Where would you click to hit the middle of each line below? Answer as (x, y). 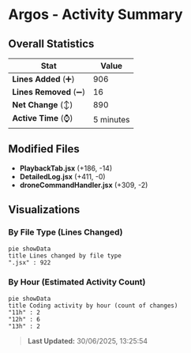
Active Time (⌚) (43, 118)
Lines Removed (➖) (49, 92)
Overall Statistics (51, 44)
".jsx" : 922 (30, 262)
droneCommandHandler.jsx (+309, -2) (84, 185)
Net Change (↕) (43, 105)
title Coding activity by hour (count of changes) (93, 306)
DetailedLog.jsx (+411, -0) (62, 176)
